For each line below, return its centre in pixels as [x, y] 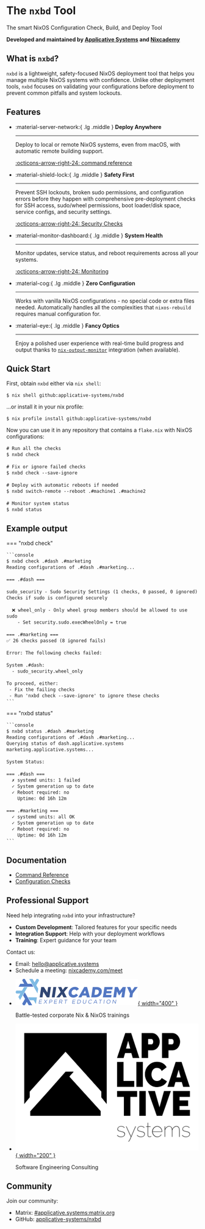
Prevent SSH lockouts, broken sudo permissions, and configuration [99, 192]
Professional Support [48, 900]
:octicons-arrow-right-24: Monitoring [62, 271]
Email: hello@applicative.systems [57, 964]
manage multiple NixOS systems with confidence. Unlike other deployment [100, 79]
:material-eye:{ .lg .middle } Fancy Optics [67, 325]
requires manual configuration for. [58, 314]
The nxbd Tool [41, 11]
